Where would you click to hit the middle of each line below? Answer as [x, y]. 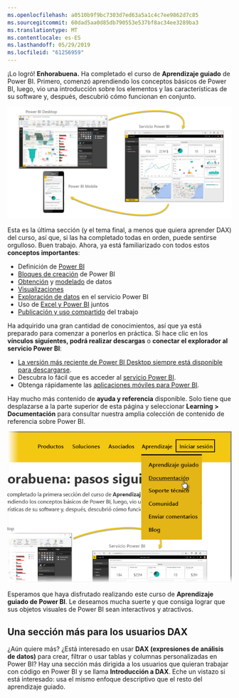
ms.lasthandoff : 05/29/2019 [49, 45]
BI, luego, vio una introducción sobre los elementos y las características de [117, 89]
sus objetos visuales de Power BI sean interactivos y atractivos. [100, 610]
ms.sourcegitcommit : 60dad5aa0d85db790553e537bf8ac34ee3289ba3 [103, 22]
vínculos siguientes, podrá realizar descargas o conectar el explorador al [118, 341]
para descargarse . [44, 370]
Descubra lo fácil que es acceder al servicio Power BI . [97, 377]
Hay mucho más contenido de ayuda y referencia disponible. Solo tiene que [119, 399]
